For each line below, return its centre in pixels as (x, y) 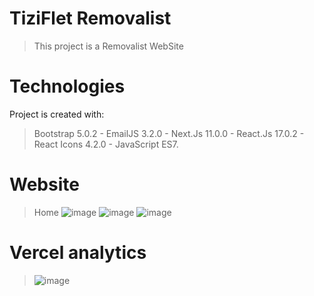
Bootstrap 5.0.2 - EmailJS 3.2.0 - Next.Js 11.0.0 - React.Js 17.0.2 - (169, 133)
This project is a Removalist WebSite (108, 46)
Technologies (67, 86)
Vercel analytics (78, 253)
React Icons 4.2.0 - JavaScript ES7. (106, 144)
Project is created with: (57, 114)
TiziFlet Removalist (90, 18)
